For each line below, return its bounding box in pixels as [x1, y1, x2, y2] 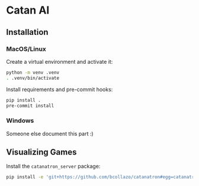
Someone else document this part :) [6, 130, 94, 137]
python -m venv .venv [6, 69, 60, 76]
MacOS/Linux [6, 45, 46, 53]
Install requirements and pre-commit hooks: [6, 86, 113, 93]
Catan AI [6, 4, 50, 17]
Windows [6, 116, 34, 125]
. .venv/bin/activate [6, 75, 60, 81]
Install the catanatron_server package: [6, 163, 101, 170]
